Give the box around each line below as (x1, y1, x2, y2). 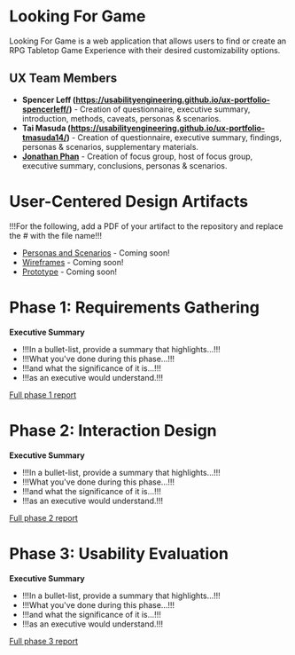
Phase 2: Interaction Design (9, 420, 217, 440)
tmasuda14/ (21, 131, 67, 143)
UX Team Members (9, 71, 118, 86)
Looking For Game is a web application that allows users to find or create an (9, 36, 287, 46)
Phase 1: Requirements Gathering (9, 297, 260, 317)
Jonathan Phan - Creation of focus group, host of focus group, (21, 151, 253, 162)
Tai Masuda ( (21, 122, 71, 133)
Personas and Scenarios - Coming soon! (21, 247, 170, 258)
